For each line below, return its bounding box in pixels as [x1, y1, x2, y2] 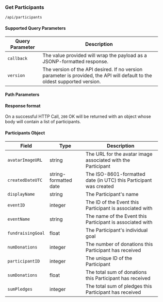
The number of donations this [85, 241, 153, 247]
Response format [5, 103, 41, 109]
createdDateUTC [7, 177, 43, 183]
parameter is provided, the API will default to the [42, 72, 152, 79]
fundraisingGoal [7, 230, 45, 236]
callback [7, 56, 28, 61]
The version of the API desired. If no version [42, 66, 143, 73]
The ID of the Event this [85, 199, 139, 206]
